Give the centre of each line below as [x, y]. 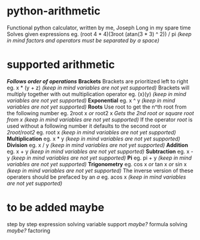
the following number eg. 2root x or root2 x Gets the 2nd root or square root [100, 113]
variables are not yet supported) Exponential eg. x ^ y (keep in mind [91, 100]
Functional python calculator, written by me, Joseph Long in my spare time [99, 28]
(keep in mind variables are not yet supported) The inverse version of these [100, 170]
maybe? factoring [28, 230]
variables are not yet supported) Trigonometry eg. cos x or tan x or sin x [97, 164]
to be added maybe [55, 208]
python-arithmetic [54, 11]
